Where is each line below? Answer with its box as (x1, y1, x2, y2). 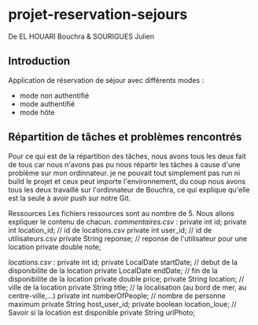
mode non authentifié (19, 91, 90, 100)
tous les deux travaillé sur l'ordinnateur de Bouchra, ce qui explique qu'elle (8, 185, 250, 194)
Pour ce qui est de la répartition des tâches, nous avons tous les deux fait (8, 151, 246, 161)
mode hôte (19, 107, 55, 117)
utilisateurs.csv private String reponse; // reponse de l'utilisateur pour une (8, 233, 248, 243)
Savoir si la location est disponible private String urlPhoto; (8, 308, 196, 317)
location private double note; (8, 242, 101, 252)
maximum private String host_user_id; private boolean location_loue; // (8, 299, 238, 308)
